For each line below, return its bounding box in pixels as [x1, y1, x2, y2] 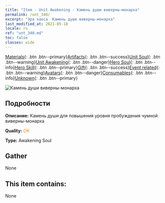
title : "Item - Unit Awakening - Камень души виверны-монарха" [5, 7, 140, 13]
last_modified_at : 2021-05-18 [5, 21, 68, 27]
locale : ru [5, 26, 28, 31]
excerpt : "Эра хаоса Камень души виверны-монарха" [5, 17, 115, 22]
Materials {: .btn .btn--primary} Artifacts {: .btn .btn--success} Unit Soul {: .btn [5, 54, 161, 60]
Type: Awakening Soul [5, 137, 51, 143]
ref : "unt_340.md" [5, 31, 43, 36]
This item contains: [5, 179, 66, 188]
